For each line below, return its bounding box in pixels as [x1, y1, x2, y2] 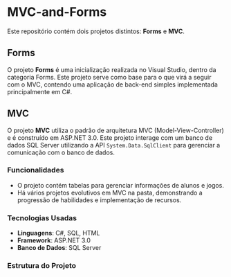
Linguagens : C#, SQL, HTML [17, 229, 100, 238]
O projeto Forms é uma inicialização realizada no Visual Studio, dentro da [7, 65, 216, 73]
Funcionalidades [7, 166, 64, 175]
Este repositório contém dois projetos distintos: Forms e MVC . [7, 27, 185, 35]
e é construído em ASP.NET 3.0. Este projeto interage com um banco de [7, 133, 213, 142]
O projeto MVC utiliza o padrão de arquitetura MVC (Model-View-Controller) [7, 126, 225, 134]
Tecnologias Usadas [7, 213, 77, 222]
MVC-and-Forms [7, 4, 107, 20]
